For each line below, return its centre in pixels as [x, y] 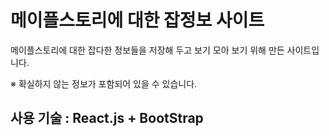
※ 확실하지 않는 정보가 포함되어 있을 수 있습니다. [104, 83]
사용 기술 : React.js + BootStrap [107, 118]
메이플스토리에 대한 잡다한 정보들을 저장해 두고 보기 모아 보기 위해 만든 [147, 50]
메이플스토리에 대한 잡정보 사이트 [137, 20]
